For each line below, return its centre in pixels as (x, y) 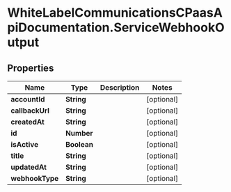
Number (79, 133)
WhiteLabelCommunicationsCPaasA (115, 13)
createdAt (28, 122)
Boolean (79, 144)
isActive (25, 144)
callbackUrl (30, 111)
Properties (31, 68)
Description (120, 87)
